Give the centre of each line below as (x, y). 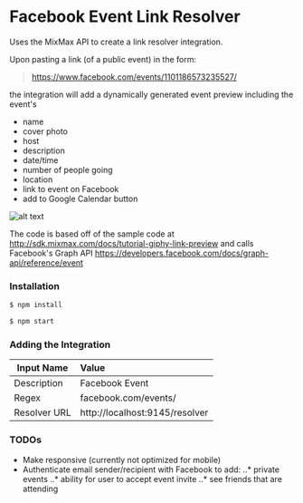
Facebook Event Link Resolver (125, 17)
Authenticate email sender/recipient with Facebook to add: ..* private (151, 469)
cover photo (45, 131)
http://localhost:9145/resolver (144, 412)
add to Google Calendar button (80, 198)
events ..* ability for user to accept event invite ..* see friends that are (152, 479)
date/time (40, 160)
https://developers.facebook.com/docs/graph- (182, 253)
